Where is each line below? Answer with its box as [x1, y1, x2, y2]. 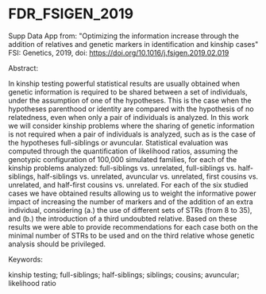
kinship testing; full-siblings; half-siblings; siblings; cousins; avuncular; [8, 269, 240, 279]
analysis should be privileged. [8, 239, 106, 249]
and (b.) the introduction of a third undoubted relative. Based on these [8, 214, 237, 223]
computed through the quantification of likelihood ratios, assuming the [8, 146, 238, 156]
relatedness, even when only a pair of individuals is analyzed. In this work [8, 112, 249, 122]
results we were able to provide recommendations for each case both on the [8, 222, 258, 231]
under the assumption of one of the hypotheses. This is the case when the [8, 95, 252, 105]
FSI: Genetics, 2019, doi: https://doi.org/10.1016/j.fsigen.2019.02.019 [8, 48, 229, 57]
